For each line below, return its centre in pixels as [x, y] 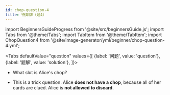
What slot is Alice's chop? [40, 72]
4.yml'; [13, 45]
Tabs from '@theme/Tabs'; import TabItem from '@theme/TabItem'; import [84, 35]
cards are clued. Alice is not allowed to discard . [63, 87]
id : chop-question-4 [27, 10]
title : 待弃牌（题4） [26, 15]
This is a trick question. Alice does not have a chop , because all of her [87, 82]
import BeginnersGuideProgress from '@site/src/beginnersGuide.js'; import [85, 29]
